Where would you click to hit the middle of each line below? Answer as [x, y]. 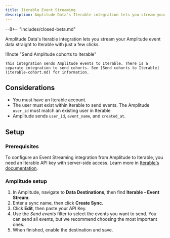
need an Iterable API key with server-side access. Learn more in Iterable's [82, 163]
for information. [71, 72]
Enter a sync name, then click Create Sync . [58, 203]
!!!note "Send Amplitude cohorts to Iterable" [51, 54]
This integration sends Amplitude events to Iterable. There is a [77, 63]
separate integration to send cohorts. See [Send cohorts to [71, 68]
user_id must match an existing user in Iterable [61, 111]
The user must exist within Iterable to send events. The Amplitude [81, 105]
